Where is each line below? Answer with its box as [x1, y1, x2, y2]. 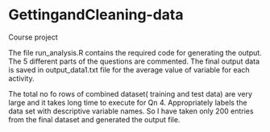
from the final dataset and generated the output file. [8, 114, 181, 124]
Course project [8, 32, 58, 42]
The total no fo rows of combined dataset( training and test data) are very [8, 89, 252, 98]
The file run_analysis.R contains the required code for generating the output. [8, 47, 262, 57]
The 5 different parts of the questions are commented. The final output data [8, 56, 260, 66]
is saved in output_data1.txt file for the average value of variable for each [8, 64, 250, 74]
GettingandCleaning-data [8, 6, 184, 24]
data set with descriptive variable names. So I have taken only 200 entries [8, 106, 254, 116]
